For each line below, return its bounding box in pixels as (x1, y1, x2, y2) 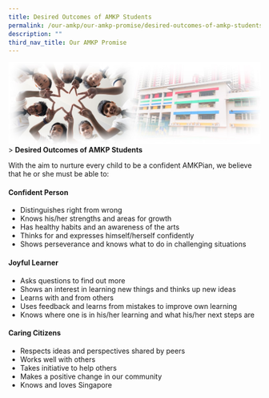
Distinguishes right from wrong (19, 205, 122, 215)
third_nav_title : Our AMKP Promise (8, 39, 127, 47)
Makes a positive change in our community (19, 372, 163, 381)
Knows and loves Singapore (19, 380, 112, 389)
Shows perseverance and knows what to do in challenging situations (19, 239, 247, 249)
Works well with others (19, 354, 96, 364)
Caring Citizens (8, 328, 62, 338)
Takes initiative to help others (19, 363, 118, 372)
